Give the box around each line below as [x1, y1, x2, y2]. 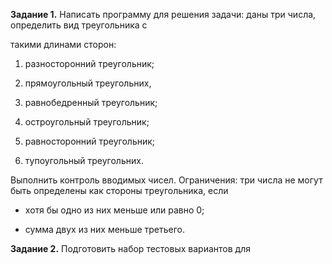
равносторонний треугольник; [24, 135, 156, 147]
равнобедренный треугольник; [24, 97, 158, 108]
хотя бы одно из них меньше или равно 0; [24, 204, 205, 216]
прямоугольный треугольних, [24, 77, 152, 89]
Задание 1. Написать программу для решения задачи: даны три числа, [10, 9, 317, 20]
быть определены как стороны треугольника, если [10, 185, 229, 196]
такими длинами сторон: [10, 39, 117, 50]
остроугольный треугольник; [24, 116, 150, 128]
